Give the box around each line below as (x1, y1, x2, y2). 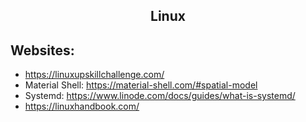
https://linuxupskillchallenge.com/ (24, 69, 165, 81)
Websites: (10, 42, 75, 59)
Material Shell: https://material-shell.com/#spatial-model (24, 79, 258, 91)
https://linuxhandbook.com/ (24, 100, 140, 113)
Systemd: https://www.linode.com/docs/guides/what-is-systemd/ (24, 90, 296, 102)
